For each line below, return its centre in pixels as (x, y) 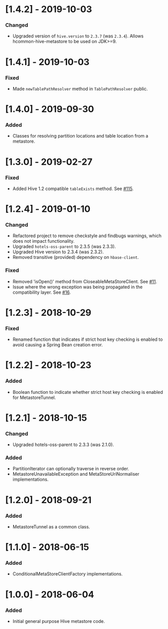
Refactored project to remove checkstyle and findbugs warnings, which (87, 236)
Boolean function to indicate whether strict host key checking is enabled (88, 392)
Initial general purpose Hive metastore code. (59, 621)
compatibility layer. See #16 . (42, 292)
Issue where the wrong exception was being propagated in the (77, 287)
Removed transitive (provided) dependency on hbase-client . (76, 257)
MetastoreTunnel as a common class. (51, 526)
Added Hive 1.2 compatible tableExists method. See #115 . (73, 189)
